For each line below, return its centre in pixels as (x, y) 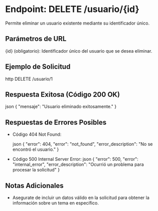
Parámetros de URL (36, 39)
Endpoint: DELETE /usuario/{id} (72, 9)
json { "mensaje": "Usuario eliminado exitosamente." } (61, 107)
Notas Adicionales (34, 186)
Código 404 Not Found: (37, 134)
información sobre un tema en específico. (55, 203)
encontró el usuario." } (36, 149)
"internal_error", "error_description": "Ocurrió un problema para (78, 164)
